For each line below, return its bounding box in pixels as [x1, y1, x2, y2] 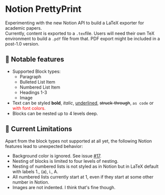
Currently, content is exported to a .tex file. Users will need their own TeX [5, 30, 155, 36]
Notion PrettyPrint [5, 3, 82, 15]
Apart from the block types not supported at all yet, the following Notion [5, 138, 152, 144]
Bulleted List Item [19, 79, 55, 85]
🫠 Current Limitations [5, 125, 72, 133]
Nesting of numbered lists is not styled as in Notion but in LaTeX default [12, 163, 159, 169]
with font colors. [12, 105, 46, 111]
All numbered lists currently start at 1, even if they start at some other [12, 174, 154, 180]
